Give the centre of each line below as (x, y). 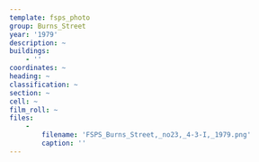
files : (22, 118)
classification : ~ (44, 85)
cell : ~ (24, 101)
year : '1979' (34, 34)
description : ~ (38, 43)
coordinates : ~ (38, 68)
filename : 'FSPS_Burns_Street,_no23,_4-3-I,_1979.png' (147, 135)
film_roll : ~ (34, 110)
